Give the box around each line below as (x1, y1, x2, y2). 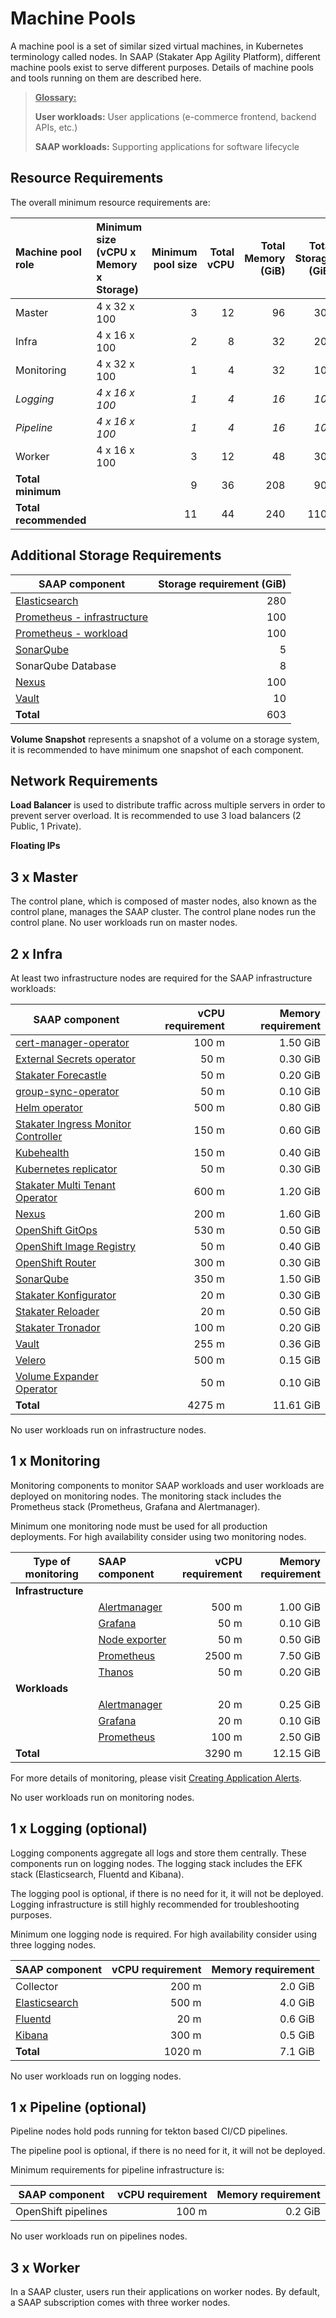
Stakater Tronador (15, 1321, 101, 1334)
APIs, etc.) (34, 121, 78, 133)
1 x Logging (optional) (10, 1820, 148, 1837)
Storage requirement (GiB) (158, 577, 287, 591)
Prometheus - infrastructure (15, 610, 149, 624)
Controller (15, 1130, 63, 1143)
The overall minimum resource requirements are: (10, 196, 211, 208)
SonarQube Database (15, 658, 117, 672)
